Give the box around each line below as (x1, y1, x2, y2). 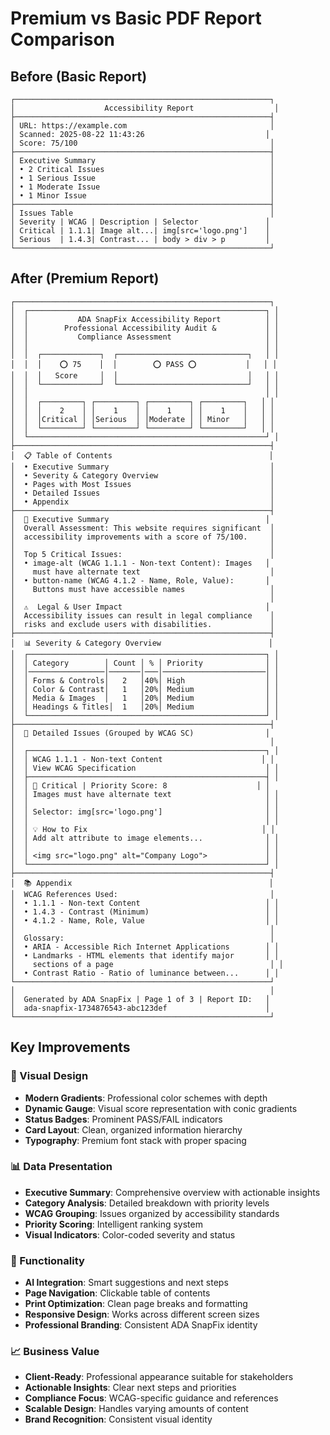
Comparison (10, 28, 116, 51)
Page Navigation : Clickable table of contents (24, 1287, 211, 1299)
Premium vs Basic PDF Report (10, 7, 262, 30)
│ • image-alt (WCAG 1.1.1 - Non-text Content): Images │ (10, 558, 271, 568)
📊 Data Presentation (10, 1160, 113, 1174)
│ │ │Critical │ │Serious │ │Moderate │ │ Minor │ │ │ (10, 414, 275, 424)
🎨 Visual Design (10, 1069, 89, 1083)
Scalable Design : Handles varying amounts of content (24, 1403, 249, 1415)
